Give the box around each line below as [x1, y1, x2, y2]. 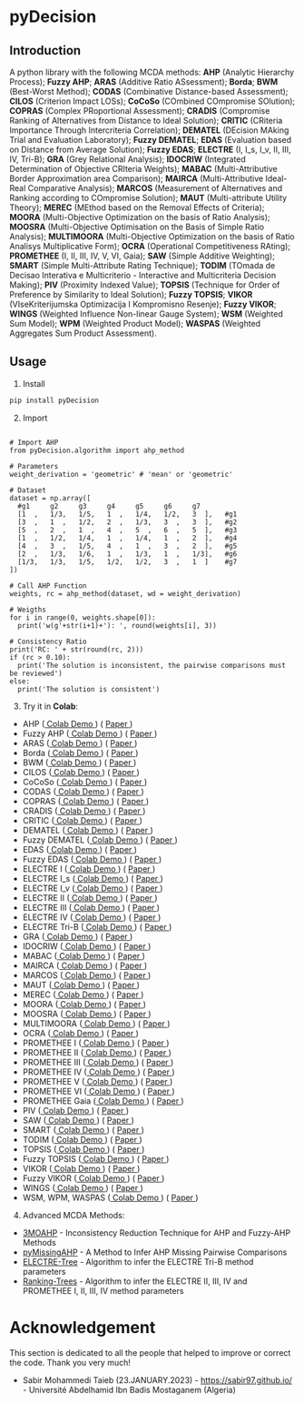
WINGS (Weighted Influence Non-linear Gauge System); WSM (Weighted [9, 308, 283, 319]
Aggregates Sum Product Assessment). [9, 328, 157, 338]
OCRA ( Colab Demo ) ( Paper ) [22, 1027, 139, 1038]
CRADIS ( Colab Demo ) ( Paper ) [22, 805, 146, 816]
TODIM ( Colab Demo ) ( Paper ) [22, 1134, 142, 1145]
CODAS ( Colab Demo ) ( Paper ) [22, 785, 145, 797]
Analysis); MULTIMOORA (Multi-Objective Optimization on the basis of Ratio [9, 231, 295, 242]
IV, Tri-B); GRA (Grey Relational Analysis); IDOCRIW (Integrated [9, 154, 247, 165]
